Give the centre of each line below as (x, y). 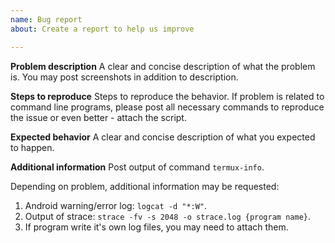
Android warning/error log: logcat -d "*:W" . (116, 205)
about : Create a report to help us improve (102, 29)
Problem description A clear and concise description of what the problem (163, 66)
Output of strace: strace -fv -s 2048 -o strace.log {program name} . (167, 216)
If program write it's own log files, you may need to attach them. (156, 227)
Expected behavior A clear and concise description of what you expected (163, 137)
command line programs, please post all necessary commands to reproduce (167, 107)
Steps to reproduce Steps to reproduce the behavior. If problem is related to (167, 96)
